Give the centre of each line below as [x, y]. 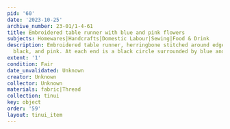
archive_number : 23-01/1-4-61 [50, 26]
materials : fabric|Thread [44, 89]
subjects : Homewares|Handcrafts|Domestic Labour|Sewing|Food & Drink [108, 39]
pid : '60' [21, 13]
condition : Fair [30, 64]
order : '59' [24, 109]
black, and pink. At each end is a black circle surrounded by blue [113, 52]
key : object [24, 102]
